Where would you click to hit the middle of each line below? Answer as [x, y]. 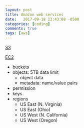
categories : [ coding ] [28, 24]
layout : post [19, 10]
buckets [21, 67]
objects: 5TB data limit [35, 72]
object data [31, 78]
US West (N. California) [44, 115]
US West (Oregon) [39, 120]
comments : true [21, 29]
